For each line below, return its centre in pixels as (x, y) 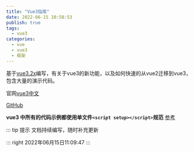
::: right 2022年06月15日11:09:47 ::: (48, 142)
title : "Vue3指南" (28, 12)
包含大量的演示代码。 (32, 80)
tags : (13, 28)
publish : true (24, 22)
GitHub (15, 105)
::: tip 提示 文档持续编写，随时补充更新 (52, 130)
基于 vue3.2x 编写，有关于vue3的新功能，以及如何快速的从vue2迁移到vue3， (99, 73)
